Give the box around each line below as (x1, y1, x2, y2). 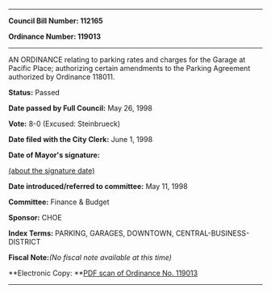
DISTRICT (8, 237, 41, 246)
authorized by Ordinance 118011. (8, 72, 115, 82)
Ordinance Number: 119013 (8, 31, 101, 41)
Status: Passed (8, 88, 60, 97)
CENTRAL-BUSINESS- (175, 228, 250, 238)
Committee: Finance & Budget (8, 197, 110, 207)
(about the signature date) (8, 166, 95, 175)
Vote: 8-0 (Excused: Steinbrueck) (8, 119, 121, 128)
